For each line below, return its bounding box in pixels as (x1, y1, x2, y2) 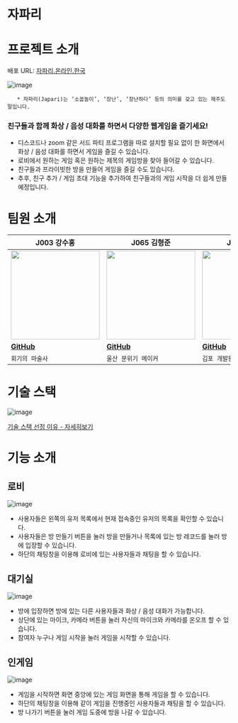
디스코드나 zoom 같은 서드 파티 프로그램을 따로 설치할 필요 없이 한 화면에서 (17, 138, 225, 147)
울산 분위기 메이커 (106, 354, 159, 363)
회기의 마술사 (11, 354, 48, 363)
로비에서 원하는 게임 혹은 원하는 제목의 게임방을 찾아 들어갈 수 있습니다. (17, 156, 215, 165)
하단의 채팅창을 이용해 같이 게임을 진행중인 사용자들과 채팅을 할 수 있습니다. (17, 699, 226, 707)
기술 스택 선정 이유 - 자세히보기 (7, 423, 93, 431)
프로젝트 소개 (7, 42, 79, 58)
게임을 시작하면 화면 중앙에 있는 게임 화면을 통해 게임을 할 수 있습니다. (17, 690, 210, 698)
